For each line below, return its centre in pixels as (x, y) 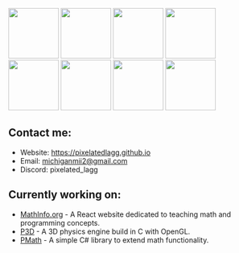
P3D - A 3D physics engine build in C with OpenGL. (105, 231)
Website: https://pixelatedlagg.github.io (85, 152)
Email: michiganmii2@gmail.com (74, 160)
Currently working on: (65, 195)
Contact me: (40, 133)
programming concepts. (60, 222)
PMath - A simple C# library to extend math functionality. (114, 240)
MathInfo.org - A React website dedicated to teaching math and (126, 214)
